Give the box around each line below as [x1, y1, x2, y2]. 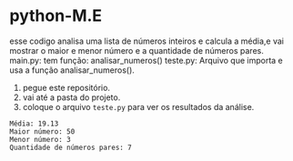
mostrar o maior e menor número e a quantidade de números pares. [9, 45, 264, 55]
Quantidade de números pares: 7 [9, 143, 132, 152]
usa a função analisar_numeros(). [9, 65, 135, 75]
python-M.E [9, 5, 103, 26]
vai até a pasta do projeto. [22, 92, 121, 103]
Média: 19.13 [9, 119, 59, 128]
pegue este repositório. [22, 82, 111, 93]
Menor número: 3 [9, 135, 71, 144]
